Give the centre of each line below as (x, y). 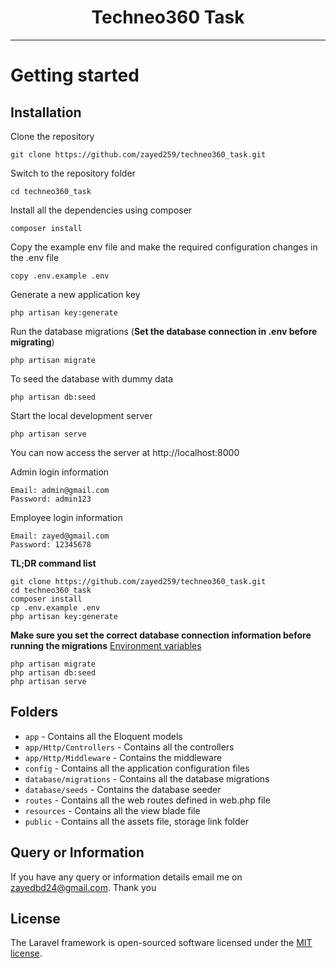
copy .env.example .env (60, 276)
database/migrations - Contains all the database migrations (147, 778)
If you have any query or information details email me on (126, 877)
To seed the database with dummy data (92, 378)
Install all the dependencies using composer (101, 210)
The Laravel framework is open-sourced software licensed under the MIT (161, 943)
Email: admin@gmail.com (60, 490)
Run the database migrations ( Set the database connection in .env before (164, 331)
